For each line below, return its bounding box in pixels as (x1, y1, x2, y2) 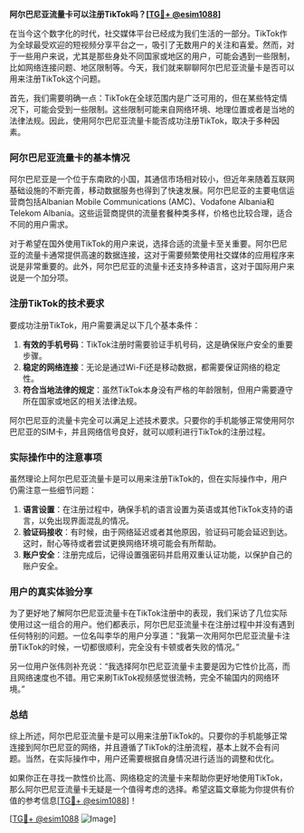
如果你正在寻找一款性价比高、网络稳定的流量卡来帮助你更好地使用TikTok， (9, 772, 288, 783)
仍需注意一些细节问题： (9, 484, 97, 495)
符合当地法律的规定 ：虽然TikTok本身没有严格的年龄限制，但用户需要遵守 (22, 384, 294, 395)
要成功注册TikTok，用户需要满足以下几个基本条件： (9, 319, 201, 330)
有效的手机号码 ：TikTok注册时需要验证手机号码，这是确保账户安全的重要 (22, 339, 294, 350)
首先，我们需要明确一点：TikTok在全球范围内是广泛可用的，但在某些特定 (9, 92, 280, 103)
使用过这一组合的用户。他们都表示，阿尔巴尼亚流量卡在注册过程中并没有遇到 (9, 619, 295, 630)
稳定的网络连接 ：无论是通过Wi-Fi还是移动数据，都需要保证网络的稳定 (22, 362, 281, 373)
